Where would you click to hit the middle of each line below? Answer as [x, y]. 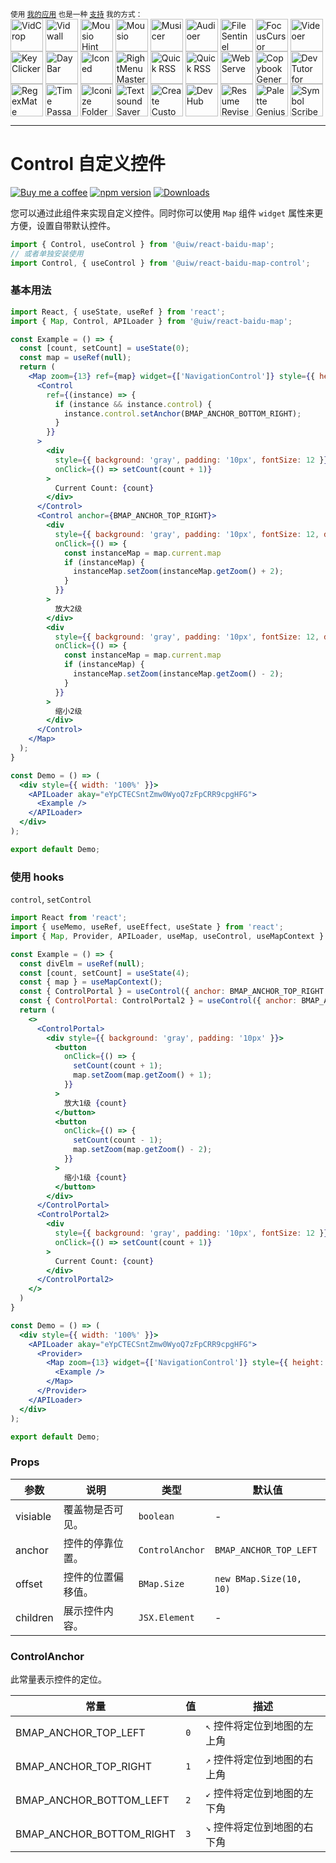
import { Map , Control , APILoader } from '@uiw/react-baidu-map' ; [151, 321]
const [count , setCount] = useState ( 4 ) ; [104, 973]
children [34, 1617]
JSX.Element [166, 1617]
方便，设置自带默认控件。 [63, 225]
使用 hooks [37, 877]
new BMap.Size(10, [258, 1578]
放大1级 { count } [95, 1103]
